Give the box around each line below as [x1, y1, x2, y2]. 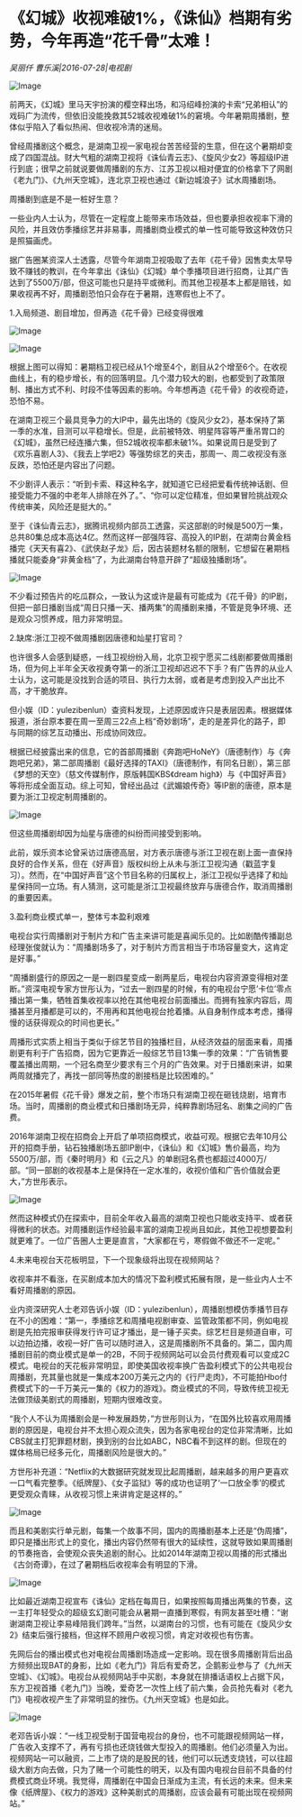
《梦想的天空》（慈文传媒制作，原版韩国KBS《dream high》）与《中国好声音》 [9, 768, 290, 780]
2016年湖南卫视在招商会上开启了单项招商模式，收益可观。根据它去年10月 [9, 1130, 280, 1141]
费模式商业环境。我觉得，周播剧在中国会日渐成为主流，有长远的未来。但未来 [9, 1775, 293, 1785]
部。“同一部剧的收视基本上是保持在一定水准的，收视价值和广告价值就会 [9, 1164, 273, 1175]
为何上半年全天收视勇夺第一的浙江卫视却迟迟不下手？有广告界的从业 [32, 662, 285, 673]
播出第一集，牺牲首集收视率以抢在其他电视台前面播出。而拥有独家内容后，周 [9, 994, 293, 1005]
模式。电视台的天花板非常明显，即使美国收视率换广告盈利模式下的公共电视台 [9, 1360, 293, 1371]
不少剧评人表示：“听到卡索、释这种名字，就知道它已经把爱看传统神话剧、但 [9, 479, 289, 489]
